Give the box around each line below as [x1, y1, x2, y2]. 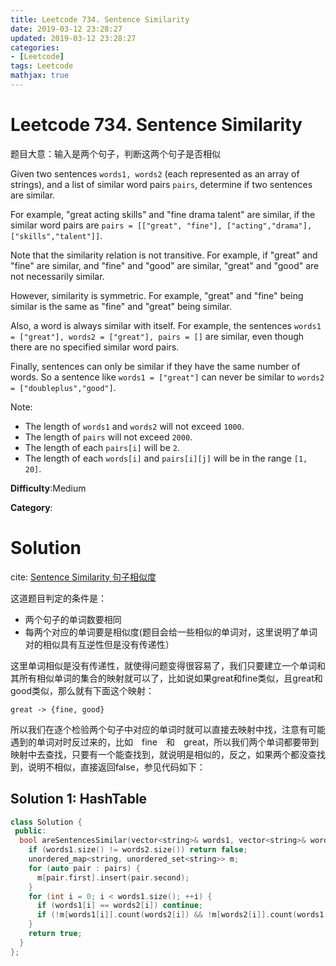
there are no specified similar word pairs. [10, 341, 180, 353]
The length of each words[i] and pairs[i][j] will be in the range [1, [24, 452, 308, 464]
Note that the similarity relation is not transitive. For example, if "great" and [10, 249, 318, 261]
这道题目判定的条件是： [10, 592, 107, 604]
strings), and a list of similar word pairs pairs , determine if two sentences [10, 178, 313, 190]
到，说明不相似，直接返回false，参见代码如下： [10, 761, 206, 773]
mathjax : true [10, 71, 70, 81]
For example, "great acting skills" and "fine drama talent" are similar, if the [10, 208, 316, 220]
